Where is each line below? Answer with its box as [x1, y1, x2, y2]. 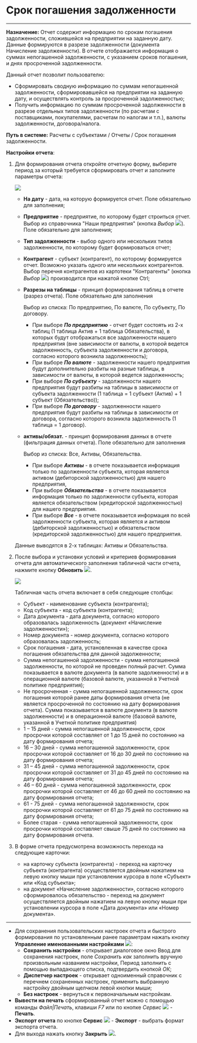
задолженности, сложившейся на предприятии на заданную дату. [6, 35, 173, 42]
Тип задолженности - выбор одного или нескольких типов [23, 238, 173, 245]
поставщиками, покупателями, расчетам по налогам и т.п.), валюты [14, 113, 186, 121]
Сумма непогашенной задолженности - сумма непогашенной [23, 656, 180, 663]
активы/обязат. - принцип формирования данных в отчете [23, 433, 172, 440]
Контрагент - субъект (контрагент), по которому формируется [23, 255, 182, 262]
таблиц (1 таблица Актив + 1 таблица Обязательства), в [32, 327, 170, 335]
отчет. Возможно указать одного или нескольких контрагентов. [23, 261, 184, 268]
